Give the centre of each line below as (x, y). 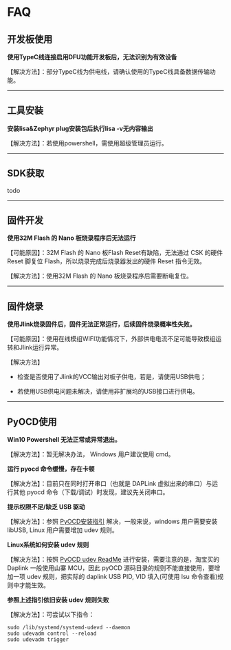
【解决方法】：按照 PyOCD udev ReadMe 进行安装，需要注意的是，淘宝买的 (113, 560)
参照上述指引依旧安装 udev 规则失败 (58, 600)
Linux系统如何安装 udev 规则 (48, 545)
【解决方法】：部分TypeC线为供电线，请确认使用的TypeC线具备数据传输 (108, 72)
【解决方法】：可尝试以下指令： (51, 615)
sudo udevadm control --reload (52, 634)
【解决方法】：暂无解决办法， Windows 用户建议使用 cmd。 (91, 454)
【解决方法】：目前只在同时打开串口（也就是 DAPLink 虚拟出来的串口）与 (110, 484)
